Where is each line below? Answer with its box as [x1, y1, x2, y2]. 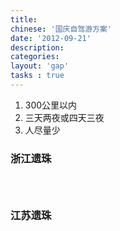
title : [10, 14, 38, 25]
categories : [10, 52, 60, 62]
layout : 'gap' [10, 61, 70, 71]
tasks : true [10, 71, 65, 81]
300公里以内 [24, 99, 78, 111]
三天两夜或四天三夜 [24, 111, 105, 123]
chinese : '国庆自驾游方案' [10, 24, 113, 34]
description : [10, 42, 65, 53]
